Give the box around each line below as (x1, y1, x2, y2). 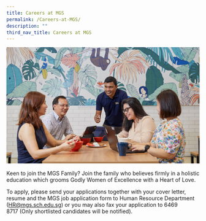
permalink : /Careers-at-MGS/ (6, 16, 81, 23)
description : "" (6, 23, 48, 29)
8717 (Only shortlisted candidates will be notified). (6, 207, 133, 215)
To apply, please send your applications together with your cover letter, (6, 188, 186, 195)
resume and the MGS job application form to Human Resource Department (6, 194, 195, 202)
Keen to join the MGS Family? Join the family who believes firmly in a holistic (6, 169, 200, 177)
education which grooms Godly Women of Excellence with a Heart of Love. (6, 176, 196, 184)
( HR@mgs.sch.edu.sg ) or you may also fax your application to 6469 (6, 201, 178, 208)
